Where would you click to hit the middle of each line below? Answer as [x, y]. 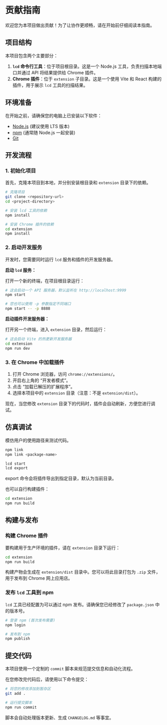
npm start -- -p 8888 [28, 309]
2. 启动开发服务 [24, 248]
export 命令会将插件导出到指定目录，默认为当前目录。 [61, 478]
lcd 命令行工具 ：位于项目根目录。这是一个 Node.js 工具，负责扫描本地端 [87, 66]
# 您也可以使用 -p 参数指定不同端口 [38, 304]
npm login [16, 625]
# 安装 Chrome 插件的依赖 [30, 224]
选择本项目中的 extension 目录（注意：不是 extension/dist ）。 [76, 393]
